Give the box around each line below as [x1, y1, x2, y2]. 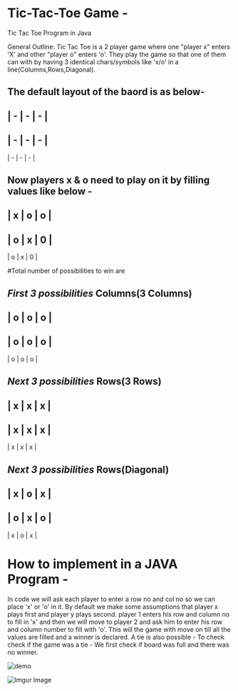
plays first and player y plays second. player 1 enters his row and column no [7, 610, 230, 618]
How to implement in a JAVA [7, 556, 178, 573]
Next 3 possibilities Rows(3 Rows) [7, 375, 162, 388]
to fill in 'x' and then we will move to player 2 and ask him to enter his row [7, 617, 223, 626]
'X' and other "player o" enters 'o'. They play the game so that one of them [7, 50, 227, 59]
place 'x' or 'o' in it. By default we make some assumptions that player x [7, 602, 219, 611]
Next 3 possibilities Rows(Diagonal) [7, 463, 170, 475]
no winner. [7, 647, 38, 656]
